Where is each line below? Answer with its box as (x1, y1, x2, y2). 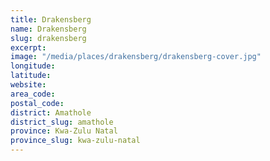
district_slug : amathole (10, 117, 114, 127)
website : (10, 80, 47, 90)
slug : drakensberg (10, 33, 87, 43)
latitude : (10, 71, 52, 81)
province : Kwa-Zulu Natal (10, 126, 118, 136)
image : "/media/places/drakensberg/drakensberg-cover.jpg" (10, 52, 262, 62)
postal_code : (10, 98, 65, 108)
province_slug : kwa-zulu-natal (10, 136, 141, 146)
